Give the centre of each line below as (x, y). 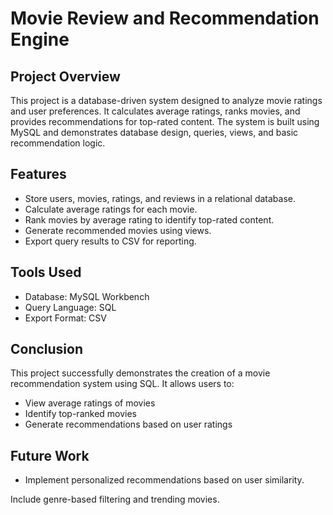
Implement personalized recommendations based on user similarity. (164, 480)
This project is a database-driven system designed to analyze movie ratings (166, 100)
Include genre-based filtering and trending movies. (115, 499)
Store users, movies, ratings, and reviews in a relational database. (160, 198)
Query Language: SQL (70, 307)
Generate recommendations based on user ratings (128, 424)
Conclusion (47, 349)
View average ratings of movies (90, 403)
